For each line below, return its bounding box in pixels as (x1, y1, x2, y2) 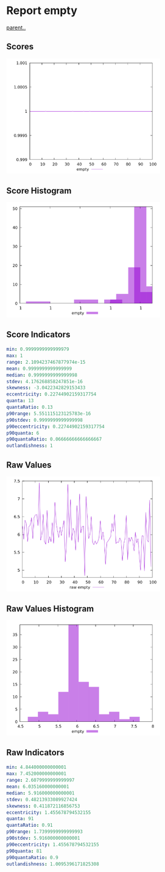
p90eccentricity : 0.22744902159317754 (6, 423, 105, 430)
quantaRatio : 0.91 (6, 822, 53, 829)
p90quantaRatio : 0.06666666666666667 (6, 436, 102, 442)
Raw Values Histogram (6, 604, 94, 614)
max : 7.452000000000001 (6, 771, 67, 777)
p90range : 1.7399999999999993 (6, 829, 83, 835)
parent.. (6, 24, 26, 31)
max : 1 (6, 353, 23, 359)
